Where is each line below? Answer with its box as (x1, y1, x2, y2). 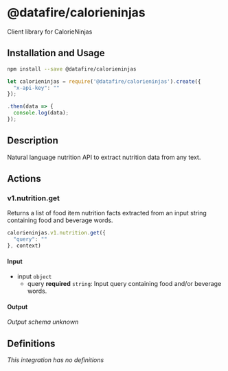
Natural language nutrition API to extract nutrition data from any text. (7, 153, 201, 161)
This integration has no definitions (7, 356, 104, 364)
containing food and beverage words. (7, 216, 113, 224)
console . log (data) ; (13, 110, 69, 117)
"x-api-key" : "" (13, 84, 60, 91)
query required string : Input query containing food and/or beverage (27, 280, 222, 288)
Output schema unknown (7, 318, 79, 326)
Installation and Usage (7, 47, 105, 59)
